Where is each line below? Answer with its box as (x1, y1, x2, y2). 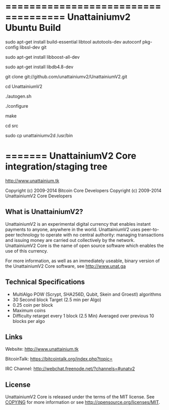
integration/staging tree (5, 161, 107, 173)
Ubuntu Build (5, 22, 62, 33)
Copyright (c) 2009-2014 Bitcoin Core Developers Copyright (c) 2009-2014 (5, 187, 162, 193)
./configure (5, 103, 29, 109)
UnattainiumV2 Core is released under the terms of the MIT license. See (5, 394, 155, 400)
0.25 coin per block (12, 302, 53, 308)
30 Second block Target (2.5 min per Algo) (12, 297, 102, 303)
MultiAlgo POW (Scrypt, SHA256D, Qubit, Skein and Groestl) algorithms (12, 291, 161, 297)
